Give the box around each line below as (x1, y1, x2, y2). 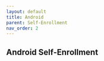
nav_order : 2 (6, 25, 39, 31)
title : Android (6, 14, 44, 20)
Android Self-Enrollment (6, 47, 99, 57)
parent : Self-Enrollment (6, 20, 68, 25)
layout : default (6, 8, 46, 15)
